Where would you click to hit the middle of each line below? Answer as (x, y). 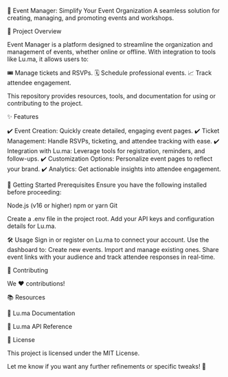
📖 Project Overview (34, 31)
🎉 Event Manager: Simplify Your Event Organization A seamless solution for (114, 11)
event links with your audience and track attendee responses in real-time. (111, 257)
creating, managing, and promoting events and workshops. (91, 18)
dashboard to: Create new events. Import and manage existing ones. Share (113, 250)
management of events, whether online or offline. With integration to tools (112, 52)
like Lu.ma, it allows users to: (48, 59)
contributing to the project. (45, 103)
